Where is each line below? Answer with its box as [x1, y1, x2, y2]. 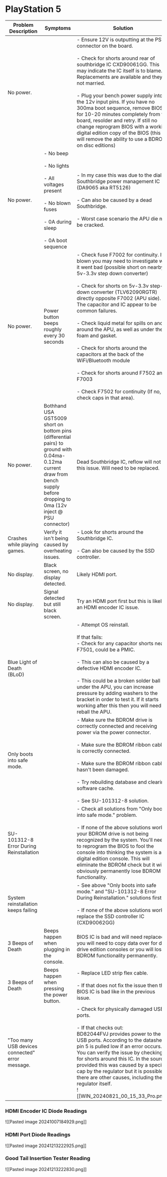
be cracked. [77, 221, 104, 228]
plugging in [44, 946, 70, 953]
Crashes [7, 535, 27, 542]
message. [7, 1061, 31, 1068]
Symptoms [44, 24, 71, 31]
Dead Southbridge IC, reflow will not [77, 458, 161, 465]
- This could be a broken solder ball [77, 677, 161, 684]
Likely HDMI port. [77, 571, 117, 578]
